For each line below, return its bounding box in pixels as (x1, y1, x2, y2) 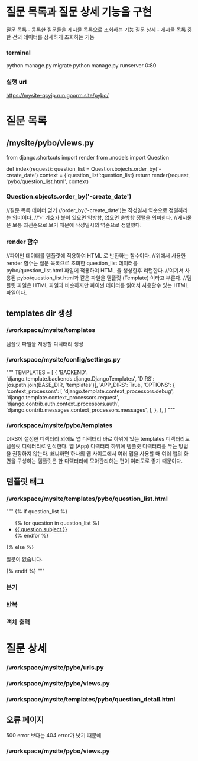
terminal (6, 48, 31, 57)
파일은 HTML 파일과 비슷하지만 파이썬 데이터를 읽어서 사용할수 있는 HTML (17, 282, 189, 289)
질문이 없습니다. (6, 556, 43, 563)
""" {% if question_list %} (6, 508, 68, 515)
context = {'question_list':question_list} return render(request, (39, 171, 190, 178)
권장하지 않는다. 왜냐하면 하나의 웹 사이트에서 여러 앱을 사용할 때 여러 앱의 (12, 450, 183, 457)
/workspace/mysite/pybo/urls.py (6, 663, 104, 671)
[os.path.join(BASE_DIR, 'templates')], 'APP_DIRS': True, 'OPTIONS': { (6, 382, 176, 389)
